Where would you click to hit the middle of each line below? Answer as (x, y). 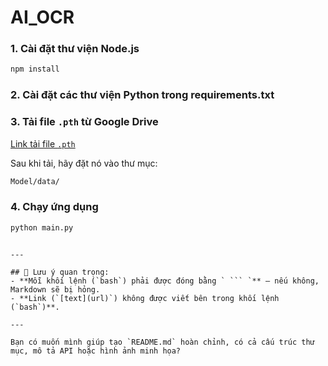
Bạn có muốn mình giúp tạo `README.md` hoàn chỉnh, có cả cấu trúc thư (162, 342)
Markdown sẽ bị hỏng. (55, 289)
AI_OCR (42, 17)
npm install (35, 69)
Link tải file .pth (43, 143)
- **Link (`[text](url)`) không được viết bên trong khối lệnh (145, 298)
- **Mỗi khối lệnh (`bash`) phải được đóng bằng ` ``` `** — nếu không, (165, 281)
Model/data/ (35, 181)
